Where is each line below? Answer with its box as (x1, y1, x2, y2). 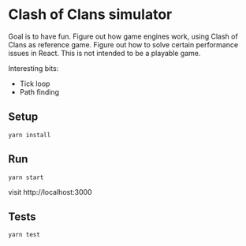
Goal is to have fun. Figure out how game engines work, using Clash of (8, 32, 238, 41)
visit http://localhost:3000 (8, 187, 92, 196)
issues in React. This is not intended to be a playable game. (8, 48, 201, 58)
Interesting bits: (8, 63, 59, 73)
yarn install (8, 131, 51, 139)
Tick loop (19, 79, 50, 88)
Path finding (19, 87, 60, 96)
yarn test (8, 231, 41, 239)
